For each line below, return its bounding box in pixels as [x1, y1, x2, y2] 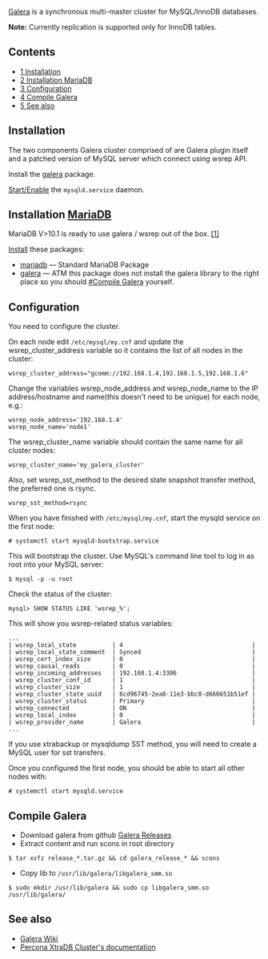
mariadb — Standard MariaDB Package [19, 260, 150, 270]
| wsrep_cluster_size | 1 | [8, 684, 256, 692]
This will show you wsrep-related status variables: [8, 619, 174, 628]
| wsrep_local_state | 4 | [8, 641, 256, 649]
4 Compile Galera [19, 92, 78, 102]
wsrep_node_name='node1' [8, 423, 91, 431]
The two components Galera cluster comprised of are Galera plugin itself [8, 145, 249, 154]
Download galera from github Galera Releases [19, 830, 172, 840]
